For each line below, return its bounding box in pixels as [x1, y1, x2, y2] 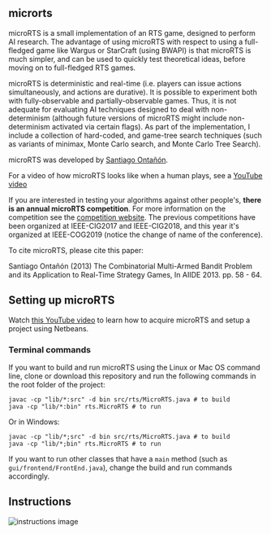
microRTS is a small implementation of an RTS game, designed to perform [8, 28, 256, 37]
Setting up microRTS [8, 293, 115, 308]
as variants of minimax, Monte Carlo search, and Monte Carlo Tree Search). [8, 138, 261, 149]
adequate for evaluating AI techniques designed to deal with [8, 104, 209, 114]
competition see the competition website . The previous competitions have [8, 212, 256, 222]
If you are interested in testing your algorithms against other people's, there [8, 195, 262, 204]
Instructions [8, 495, 71, 509]
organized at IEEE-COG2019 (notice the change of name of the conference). [8, 230, 264, 239]
